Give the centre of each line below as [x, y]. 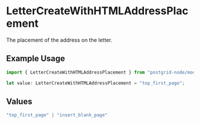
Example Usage [36, 58]
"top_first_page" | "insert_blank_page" [57, 115]
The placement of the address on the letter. [59, 40]
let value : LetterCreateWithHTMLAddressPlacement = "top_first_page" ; [96, 83]
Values [19, 101]
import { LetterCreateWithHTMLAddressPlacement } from [76, 72]
